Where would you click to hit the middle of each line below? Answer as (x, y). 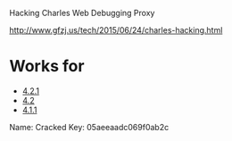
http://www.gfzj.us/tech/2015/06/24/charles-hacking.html (116, 30)
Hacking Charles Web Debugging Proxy (82, 13)
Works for (47, 66)
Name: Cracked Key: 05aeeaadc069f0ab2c (89, 127)
